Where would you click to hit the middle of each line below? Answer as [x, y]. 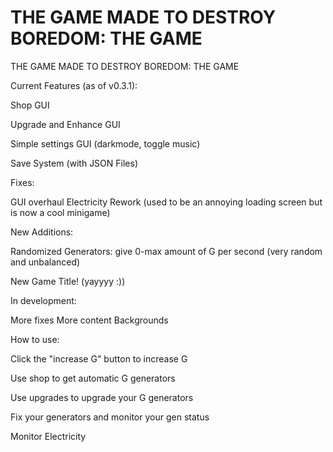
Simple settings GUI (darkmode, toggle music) [105, 143]
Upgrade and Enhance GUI [65, 124]
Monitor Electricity [48, 436]
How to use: [35, 339]
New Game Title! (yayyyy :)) [68, 281]
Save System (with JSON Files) [74, 163]
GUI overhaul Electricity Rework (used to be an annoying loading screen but [166, 202]
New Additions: [42, 232]
